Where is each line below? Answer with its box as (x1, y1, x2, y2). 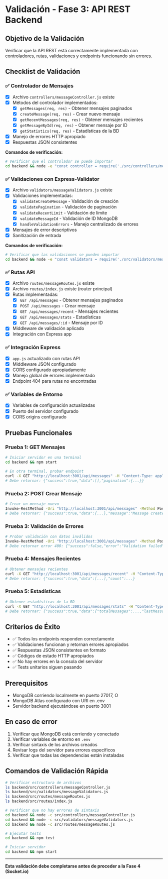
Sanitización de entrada (12, 232, 61, 238)
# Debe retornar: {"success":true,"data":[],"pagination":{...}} (5, 478, 144, 483)
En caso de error (5, 717, 57, 726)
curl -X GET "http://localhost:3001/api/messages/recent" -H (5, 571, 135, 576)
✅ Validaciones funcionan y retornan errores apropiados (12, 641, 129, 647)
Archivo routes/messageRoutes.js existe (12, 280, 95, 286)
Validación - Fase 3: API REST (5, 4, 131, 15)
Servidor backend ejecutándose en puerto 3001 (12, 703, 111, 709)
